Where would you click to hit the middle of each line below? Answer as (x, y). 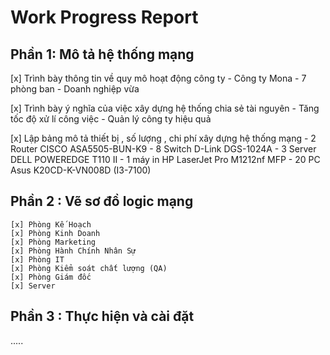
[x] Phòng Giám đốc (51, 277)
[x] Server (33, 286)
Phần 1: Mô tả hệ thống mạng (102, 54)
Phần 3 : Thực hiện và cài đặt (102, 316)
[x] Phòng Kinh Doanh (55, 233)
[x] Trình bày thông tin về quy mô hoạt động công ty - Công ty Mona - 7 (158, 78)
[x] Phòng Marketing (53, 242)
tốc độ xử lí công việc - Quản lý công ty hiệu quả (111, 119)
